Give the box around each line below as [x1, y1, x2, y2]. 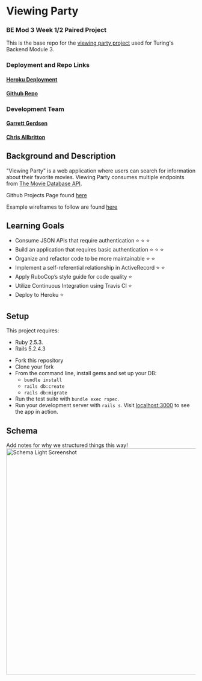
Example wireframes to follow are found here [6, 203, 118, 211]
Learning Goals [6, 220, 65, 230]
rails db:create [23, 384, 65, 390]
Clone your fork [14, 363, 54, 370]
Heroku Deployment [6, 76, 58, 83]
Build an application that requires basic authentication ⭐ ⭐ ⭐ [14, 246, 164, 253]
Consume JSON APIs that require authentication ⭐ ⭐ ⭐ [14, 237, 150, 244]
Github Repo [6, 89, 38, 97]
